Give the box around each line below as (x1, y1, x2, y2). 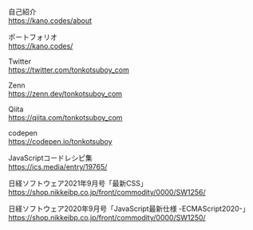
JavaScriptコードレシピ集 (8, 154, 93, 162)
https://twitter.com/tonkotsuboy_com (8, 65, 129, 74)
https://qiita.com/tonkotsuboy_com (8, 113, 123, 122)
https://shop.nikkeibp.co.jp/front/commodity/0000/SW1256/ (8, 188, 206, 197)
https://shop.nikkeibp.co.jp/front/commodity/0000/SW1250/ (8, 213, 206, 222)
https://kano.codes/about (8, 16, 93, 25)
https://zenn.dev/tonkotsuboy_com (8, 89, 122, 98)
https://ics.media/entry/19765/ (8, 162, 108, 171)
